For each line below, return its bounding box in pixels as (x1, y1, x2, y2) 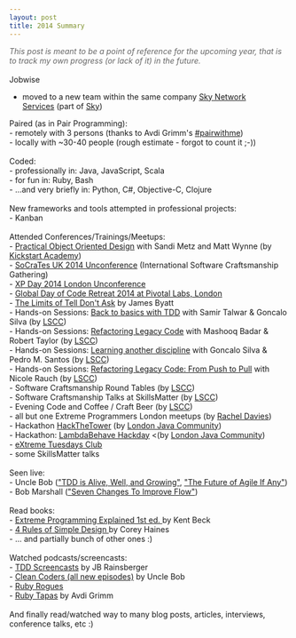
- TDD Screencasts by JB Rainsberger (9, 562, 149, 572)
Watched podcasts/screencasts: (9, 552, 128, 562)
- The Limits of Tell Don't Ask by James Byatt (9, 297, 175, 307)
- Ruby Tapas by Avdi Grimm (9, 590, 113, 601)
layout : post (9, 12, 58, 22)
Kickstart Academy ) (9, 250, 82, 260)
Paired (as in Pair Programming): (9, 117, 129, 129)
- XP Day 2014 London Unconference (9, 278, 146, 289)
